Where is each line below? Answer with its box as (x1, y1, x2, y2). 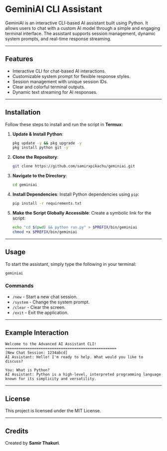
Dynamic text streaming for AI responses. (12, 89, 98, 95)
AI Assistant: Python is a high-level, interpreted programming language (5, 372, 162, 377)
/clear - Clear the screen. (12, 304, 66, 310)
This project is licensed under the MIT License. (5, 408, 101, 414)
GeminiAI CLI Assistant (5, 3, 102, 15)
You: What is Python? (5, 368, 50, 373)
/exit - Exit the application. (12, 309, 69, 315)
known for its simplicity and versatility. (5, 376, 97, 381)
